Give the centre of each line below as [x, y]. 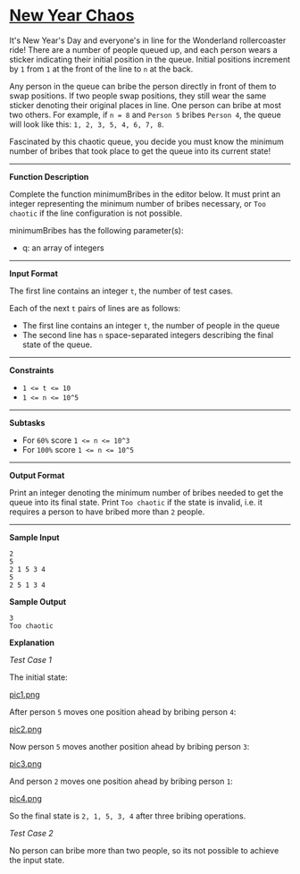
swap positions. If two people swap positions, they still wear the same [138, 96]
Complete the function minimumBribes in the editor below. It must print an [145, 194]
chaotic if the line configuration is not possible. [96, 213]
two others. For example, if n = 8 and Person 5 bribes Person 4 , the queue [145, 115]
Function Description [49, 176]
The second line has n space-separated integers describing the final [148, 335]
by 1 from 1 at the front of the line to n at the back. [101, 69]
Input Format [33, 273]
